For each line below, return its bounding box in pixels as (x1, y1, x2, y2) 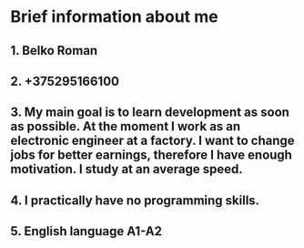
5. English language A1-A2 (10, 223, 163, 239)
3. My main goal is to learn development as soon (10, 105, 290, 120)
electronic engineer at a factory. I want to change (10, 133, 295, 149)
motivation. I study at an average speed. (10, 161, 244, 177)
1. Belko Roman (10, 43, 98, 58)
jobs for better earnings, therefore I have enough (10, 148, 292, 163)
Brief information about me (10, 6, 218, 27)
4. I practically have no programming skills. (10, 192, 260, 208)
